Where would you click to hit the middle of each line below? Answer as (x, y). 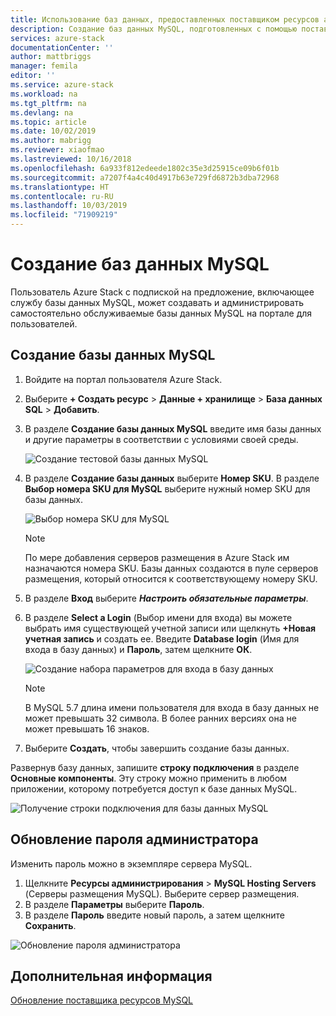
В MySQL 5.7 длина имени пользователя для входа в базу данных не (172, 707)
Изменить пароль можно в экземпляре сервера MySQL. (131, 863)
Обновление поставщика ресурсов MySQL (102, 1000)
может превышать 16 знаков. (87, 728)
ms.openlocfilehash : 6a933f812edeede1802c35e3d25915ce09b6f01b (145, 168)
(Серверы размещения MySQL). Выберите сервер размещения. (162, 893)
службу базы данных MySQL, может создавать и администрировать (157, 302)
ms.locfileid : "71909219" (64, 215)
